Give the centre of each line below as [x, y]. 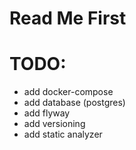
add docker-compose [68, 92]
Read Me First [68, 18]
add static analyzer [63, 134]
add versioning [54, 124]
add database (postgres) [74, 103]
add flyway [47, 113]
